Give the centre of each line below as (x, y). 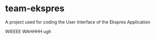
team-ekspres (35, 9)
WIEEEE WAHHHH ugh (28, 31)
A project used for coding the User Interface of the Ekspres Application (77, 22)
